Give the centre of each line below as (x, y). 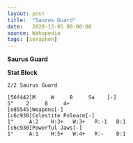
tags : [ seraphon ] (32, 40)
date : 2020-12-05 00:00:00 (49, 26)
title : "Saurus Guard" (42, 20)
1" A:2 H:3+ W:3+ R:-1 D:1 (67, 122)
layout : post (26, 14)
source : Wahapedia (34, 33)
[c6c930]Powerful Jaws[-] (45, 128)
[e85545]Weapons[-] (36, 110)
